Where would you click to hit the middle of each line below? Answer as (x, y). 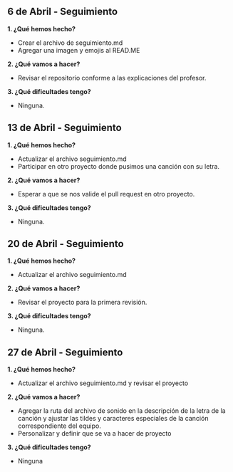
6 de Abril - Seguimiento (63, 12)
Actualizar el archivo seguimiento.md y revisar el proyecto (103, 383)
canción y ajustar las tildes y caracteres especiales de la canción (113, 419)
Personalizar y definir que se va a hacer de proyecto (94, 434)
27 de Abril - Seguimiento (65, 352)
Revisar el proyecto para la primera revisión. (82, 303)
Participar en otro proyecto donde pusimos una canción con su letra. (118, 166)
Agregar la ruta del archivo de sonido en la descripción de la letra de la (121, 411)
